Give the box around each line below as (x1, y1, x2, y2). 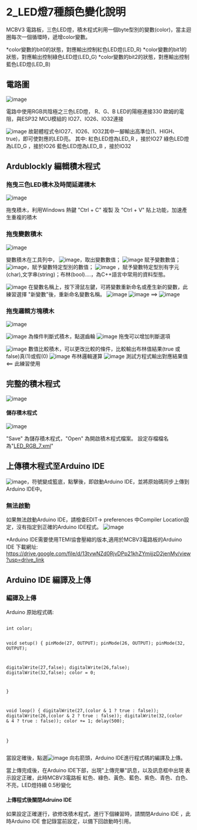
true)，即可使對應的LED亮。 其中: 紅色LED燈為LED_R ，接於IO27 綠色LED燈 (6, 135, 189, 142)
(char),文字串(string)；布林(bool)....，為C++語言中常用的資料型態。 (6, 271, 169, 278)
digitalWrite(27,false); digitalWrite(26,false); (6, 664, 131, 670)
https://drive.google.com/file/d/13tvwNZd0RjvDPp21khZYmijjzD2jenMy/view (6, 550, 191, 557)
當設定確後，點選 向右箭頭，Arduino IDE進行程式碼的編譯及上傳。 (6, 754, 186, 761)
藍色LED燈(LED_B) (6, 60, 51, 68)
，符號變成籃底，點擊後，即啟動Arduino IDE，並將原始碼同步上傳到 (26, 478, 190, 485)
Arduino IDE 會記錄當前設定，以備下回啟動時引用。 (11, 818, 134, 825)
